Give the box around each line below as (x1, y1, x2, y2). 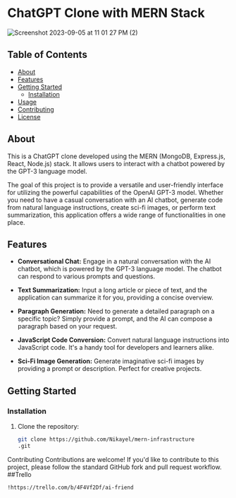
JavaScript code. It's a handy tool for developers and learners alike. (17, 343, 214, 352)
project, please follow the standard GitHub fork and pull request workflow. (7, 463, 222, 471)
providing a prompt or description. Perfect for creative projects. (17, 364, 202, 373)
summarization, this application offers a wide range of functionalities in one (7, 211, 226, 219)
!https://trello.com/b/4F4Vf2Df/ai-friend (7, 484, 134, 491)
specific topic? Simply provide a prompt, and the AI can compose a (17, 314, 213, 323)
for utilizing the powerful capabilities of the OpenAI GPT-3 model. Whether (7, 188, 224, 196)
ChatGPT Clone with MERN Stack (7, 5, 206, 21)
